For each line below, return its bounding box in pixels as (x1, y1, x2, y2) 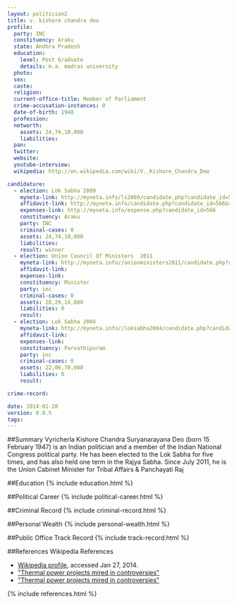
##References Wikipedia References (7, 548, 114, 556)
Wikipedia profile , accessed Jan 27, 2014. (17, 561, 139, 569)
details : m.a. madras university (20, 63, 119, 70)
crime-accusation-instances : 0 (13, 102, 106, 109)
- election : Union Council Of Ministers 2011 (13, 253, 153, 260)
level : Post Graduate (20, 56, 83, 64)
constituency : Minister (20, 279, 90, 286)
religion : (13, 89, 42, 96)
